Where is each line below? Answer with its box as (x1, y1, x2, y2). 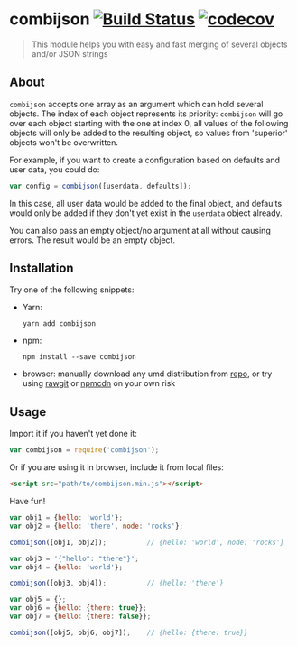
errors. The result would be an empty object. (9, 235, 176, 245)
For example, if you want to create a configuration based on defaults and (9, 154, 281, 165)
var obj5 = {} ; (9, 595, 67, 604)
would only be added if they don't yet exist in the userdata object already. (9, 208, 283, 218)
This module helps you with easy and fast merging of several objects (31, 39, 288, 50)
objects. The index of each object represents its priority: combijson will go (9, 108, 283, 119)
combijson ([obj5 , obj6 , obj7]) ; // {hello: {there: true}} (9, 628, 248, 637)
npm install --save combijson (22, 353, 137, 362)
